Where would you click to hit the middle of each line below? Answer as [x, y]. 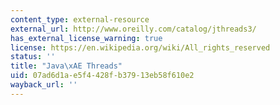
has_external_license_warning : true [86, 38]
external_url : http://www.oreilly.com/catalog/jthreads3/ [133, 29]
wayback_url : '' [44, 85]
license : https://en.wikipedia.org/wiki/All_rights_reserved [140, 47]
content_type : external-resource [80, 19]
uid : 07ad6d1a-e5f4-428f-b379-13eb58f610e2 [102, 76]
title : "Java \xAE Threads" [66, 66]
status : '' [33, 57]
